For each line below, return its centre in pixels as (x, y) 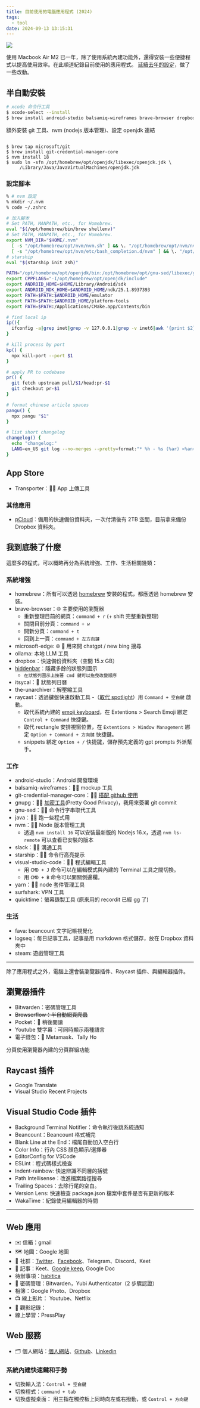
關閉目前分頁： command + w (57, 624)
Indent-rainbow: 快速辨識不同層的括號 (61, 1171)
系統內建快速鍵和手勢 (37, 1370)
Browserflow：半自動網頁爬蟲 (51, 1015)
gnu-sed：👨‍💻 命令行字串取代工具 (55, 810)
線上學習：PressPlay (40, 1315)
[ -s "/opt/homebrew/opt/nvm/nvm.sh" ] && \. (69, 246)
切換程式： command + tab (45, 1392)
